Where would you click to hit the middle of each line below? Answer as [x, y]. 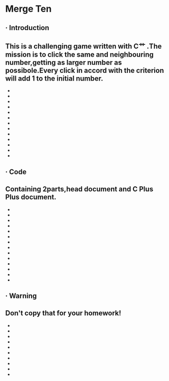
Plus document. [31, 197]
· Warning [21, 296]
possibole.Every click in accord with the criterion [85, 70]
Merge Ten [29, 9]
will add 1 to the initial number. [54, 78]
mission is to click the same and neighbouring [79, 54]
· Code [16, 172]
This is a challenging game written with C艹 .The [83, 46]
